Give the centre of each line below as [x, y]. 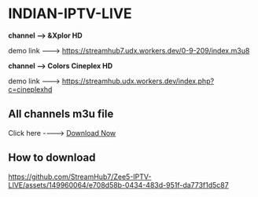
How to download [52, 158]
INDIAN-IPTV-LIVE [70, 14]
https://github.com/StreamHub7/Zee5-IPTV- [80, 177]
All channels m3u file [61, 114]
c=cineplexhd [30, 89]
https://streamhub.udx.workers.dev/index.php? [138, 81]
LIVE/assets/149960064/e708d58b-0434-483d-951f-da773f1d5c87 [119, 184]
